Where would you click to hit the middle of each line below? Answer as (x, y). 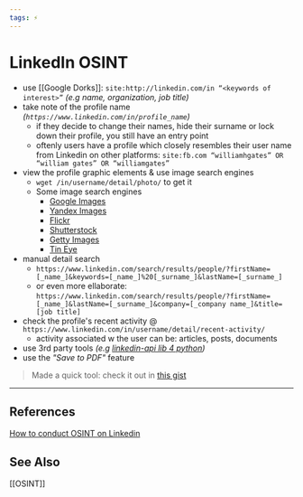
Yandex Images (78, 211)
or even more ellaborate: (82, 286)
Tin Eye (64, 248)
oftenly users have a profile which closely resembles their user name (164, 145)
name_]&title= (256, 304)
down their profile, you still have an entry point (122, 136)
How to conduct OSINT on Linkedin (75, 434)
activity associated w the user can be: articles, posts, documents (156, 338)
